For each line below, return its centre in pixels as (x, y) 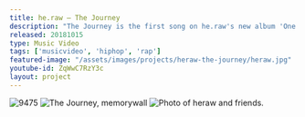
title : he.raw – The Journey (65, 18)
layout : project (40, 77)
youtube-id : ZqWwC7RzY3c (57, 69)
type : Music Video (44, 43)
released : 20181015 (47, 34)
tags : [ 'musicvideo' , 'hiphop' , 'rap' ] (85, 52)
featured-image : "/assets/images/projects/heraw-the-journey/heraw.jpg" (151, 60)
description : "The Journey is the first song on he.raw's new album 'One (153, 26)
